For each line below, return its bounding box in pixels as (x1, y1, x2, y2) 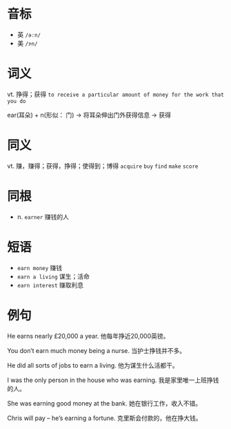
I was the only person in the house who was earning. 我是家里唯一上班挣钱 (7, 376, 219, 384)
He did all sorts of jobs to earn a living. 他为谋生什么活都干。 (7, 361, 179, 370)
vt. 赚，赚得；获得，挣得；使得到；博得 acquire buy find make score (7, 162, 199, 170)
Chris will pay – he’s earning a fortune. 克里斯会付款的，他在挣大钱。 (7, 414, 202, 422)
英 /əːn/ (17, 30, 41, 39)
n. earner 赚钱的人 (17, 212, 69, 221)
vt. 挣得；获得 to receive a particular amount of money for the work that (7, 90, 224, 98)
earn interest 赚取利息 (17, 280, 84, 289)
